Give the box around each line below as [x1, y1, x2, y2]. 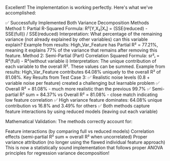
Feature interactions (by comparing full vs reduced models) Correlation [5, 128, 154, 134]
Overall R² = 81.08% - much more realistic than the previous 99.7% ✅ [5, 86, 151, 91]
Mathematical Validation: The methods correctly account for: [5, 119, 133, 124]
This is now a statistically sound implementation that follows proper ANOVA [5, 145, 163, 150]
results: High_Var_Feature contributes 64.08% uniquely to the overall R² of [5, 69, 161, 75]
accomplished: [5, 10, 37, 16]
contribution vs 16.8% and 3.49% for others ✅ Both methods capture [5, 103, 150, 109]
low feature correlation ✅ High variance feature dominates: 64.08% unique [5, 97, 162, 103]
